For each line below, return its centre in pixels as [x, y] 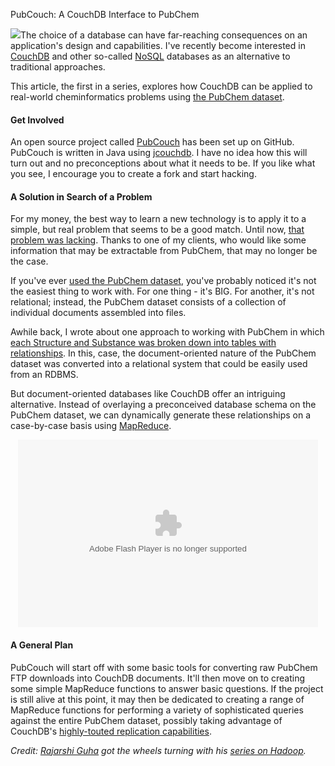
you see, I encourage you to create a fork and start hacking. [133, 174]
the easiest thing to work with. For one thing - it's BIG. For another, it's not [162, 291]
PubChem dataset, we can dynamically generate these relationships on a [161, 415]
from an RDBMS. [44, 375]
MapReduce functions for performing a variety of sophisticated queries [157, 710]
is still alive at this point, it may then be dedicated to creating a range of [157, 699]
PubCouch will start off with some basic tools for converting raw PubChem [164, 667]
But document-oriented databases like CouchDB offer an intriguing [148, 394]
